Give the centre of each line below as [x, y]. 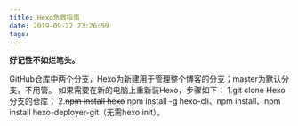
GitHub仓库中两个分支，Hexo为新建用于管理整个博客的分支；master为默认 [145, 79]
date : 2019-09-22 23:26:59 [59, 26]
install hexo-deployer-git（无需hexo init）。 [87, 113]
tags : [19, 34]
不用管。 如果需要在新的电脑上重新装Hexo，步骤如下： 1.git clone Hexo [155, 91]
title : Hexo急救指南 [44, 17]
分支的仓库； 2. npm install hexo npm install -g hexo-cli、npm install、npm [145, 101]
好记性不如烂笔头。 [44, 60]
